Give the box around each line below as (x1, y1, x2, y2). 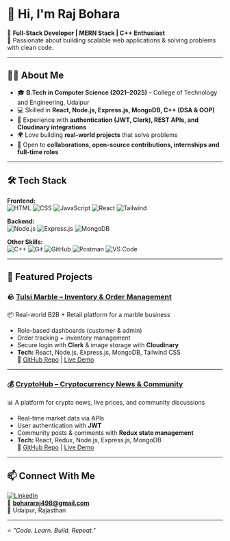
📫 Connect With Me (7, 470, 96, 481)
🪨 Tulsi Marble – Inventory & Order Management (7, 292, 172, 301)
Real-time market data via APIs (16, 414, 105, 422)
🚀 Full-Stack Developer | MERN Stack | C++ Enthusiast (7, 29, 166, 37)
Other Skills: (7, 238, 43, 246)
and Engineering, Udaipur (16, 98, 90, 106)
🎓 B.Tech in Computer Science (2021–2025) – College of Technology (16, 88, 218, 97)
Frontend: (7, 197, 36, 205)
